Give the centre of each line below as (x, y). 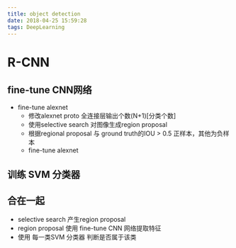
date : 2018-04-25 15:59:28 (47, 21)
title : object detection (44, 14)
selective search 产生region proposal (72, 219)
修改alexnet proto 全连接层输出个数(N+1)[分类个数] (102, 116)
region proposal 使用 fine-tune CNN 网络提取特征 (89, 228)
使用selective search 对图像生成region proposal (98, 125)
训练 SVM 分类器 (44, 174)
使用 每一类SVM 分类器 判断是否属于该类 (77, 237)
